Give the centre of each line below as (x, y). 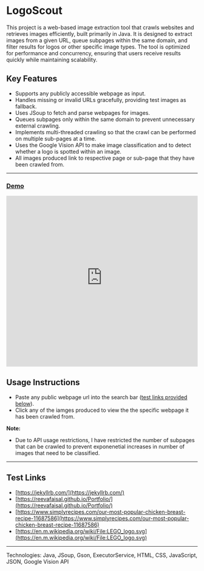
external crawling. (38, 126)
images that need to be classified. (57, 453)
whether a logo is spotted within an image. (68, 151)
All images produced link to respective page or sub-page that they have (105, 158)
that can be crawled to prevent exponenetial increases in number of (100, 446)
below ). (25, 403)
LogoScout (34, 11)
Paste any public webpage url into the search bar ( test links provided (101, 397)
